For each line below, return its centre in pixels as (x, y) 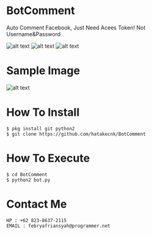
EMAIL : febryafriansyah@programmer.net (59, 226)
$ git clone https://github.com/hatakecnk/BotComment (76, 134)
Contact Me (37, 204)
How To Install (43, 112)
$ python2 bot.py (28, 180)
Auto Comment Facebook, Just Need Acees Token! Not (76, 28)
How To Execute (48, 158)
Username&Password (34, 34)
